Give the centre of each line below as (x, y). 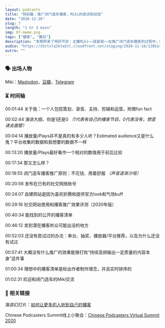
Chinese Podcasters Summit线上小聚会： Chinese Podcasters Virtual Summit (82, 315)
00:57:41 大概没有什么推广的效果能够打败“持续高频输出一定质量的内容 (76, 252)
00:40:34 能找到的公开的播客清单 (39, 215)
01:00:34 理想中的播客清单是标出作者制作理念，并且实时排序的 (68, 269)
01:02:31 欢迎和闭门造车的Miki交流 (40, 279)
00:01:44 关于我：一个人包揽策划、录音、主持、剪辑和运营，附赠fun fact (79, 109)
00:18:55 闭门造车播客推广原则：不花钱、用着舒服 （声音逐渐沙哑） (73, 173)
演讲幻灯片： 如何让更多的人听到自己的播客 (48, 305)
